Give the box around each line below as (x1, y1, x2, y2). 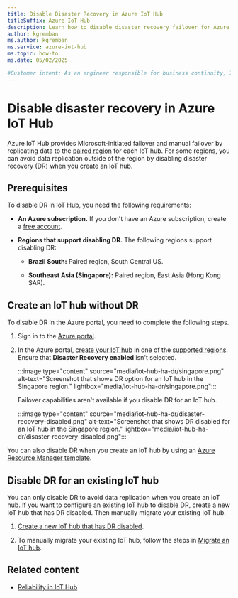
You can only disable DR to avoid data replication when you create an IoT (7, 493, 221, 501)
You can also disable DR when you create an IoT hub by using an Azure (7, 446, 215, 455)
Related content (7, 564, 79, 576)
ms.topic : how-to (7, 50, 59, 58)
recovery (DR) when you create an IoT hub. (7, 161, 133, 170)
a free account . (17, 222, 62, 231)
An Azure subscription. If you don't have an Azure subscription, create (17, 215, 227, 223)
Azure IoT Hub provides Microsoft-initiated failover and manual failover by (7, 139, 223, 147)
